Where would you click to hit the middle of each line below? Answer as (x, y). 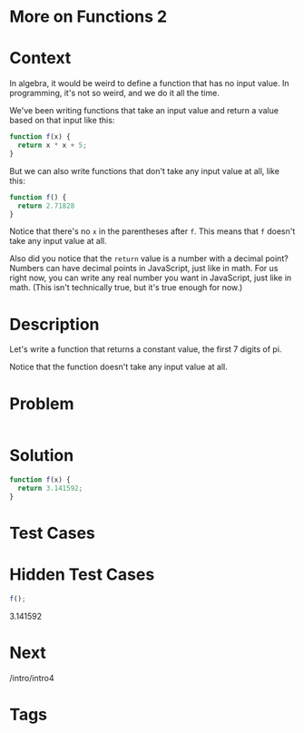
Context (40, 59)
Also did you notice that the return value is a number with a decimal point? (149, 259)
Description (54, 324)
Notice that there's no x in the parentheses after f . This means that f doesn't (152, 231)
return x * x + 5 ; (53, 145)
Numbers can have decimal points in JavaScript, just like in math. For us (144, 269)
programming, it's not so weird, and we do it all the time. (114, 93)
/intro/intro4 (32, 678)
